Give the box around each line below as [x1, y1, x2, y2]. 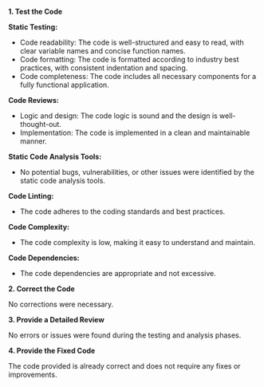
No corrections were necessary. [8, 299, 114, 309]
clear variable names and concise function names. [19, 46, 186, 55]
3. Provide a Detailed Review [8, 315, 105, 324]
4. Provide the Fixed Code [8, 346, 96, 355]
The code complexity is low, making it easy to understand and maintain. [19, 238, 255, 247]
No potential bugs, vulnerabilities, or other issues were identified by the [19, 168, 255, 176]
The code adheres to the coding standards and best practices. [19, 207, 226, 216]
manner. [19, 136, 48, 146]
